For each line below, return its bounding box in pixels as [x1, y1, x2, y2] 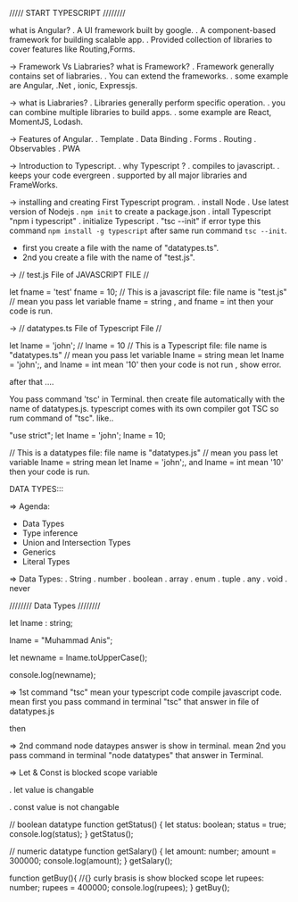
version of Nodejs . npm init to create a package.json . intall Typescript [9, 206, 272, 217]
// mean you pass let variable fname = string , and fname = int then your [9, 296, 274, 306]
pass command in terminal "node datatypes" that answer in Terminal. [9, 750, 264, 760]
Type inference [21, 528, 79, 539]
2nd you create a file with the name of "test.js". [21, 252, 195, 263]
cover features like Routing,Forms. [9, 44, 136, 54]
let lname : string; [9, 618, 73, 628]
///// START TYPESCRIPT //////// [9, 8, 126, 18]
